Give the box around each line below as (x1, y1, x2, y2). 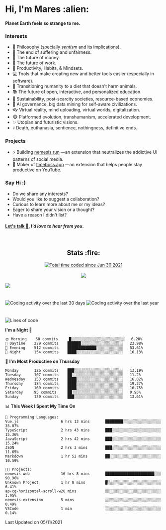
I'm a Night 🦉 (5, 327, 32, 333)
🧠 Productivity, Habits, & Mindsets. (12, 65, 83, 71)
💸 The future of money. (12, 55, 60, 61)
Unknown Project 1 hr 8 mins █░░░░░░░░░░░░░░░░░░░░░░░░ (5, 480, 162, 485)
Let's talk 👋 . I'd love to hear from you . (5, 223, 84, 229)
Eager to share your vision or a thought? (12, 207, 95, 212)
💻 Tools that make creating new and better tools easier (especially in (12, 71, 154, 77)
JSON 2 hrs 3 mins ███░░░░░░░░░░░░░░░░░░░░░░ (5, 445, 162, 450)
